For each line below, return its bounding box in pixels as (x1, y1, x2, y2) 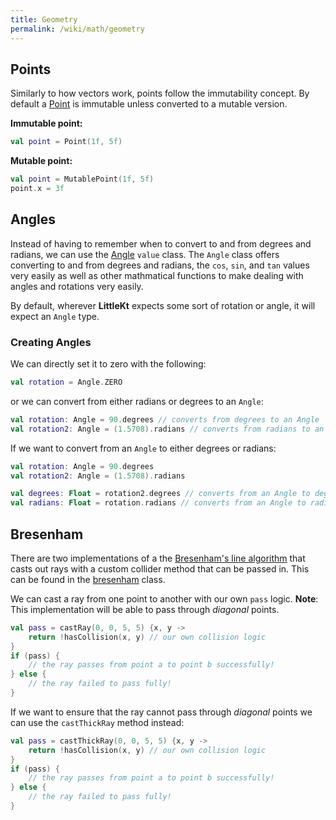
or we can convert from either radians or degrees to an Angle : (10, 395, 264, 407)
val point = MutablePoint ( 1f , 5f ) (10, 174, 155, 185)
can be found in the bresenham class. (10, 573, 166, 585)
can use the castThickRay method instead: (10, 716, 185, 728)
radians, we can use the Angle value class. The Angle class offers (10, 248, 280, 260)
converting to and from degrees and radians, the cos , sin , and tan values (10, 259, 310, 271)
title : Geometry (10, 14, 78, 25)
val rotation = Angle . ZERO (10, 377, 123, 388)
